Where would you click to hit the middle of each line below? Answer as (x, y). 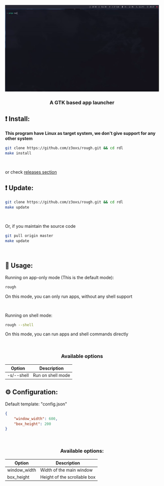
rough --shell (20, 325)
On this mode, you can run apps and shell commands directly (67, 334)
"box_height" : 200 (32, 424)
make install (18, 153)
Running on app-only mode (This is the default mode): (60, 277)
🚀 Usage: (19, 266)
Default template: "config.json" (36, 404)
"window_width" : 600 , (36, 419)
